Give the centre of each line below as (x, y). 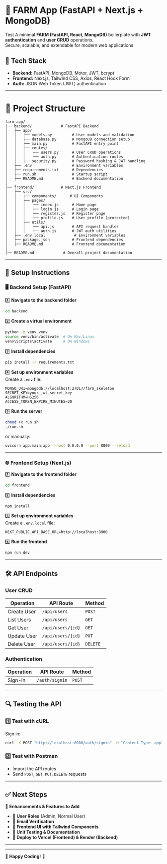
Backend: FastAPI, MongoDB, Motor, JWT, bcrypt (63, 73)
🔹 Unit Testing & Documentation (46, 832)
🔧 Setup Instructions (38, 273)
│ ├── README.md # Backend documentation (64, 178)
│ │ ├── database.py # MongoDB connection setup (68, 139)
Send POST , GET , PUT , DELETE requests (49, 774)
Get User (18, 627)
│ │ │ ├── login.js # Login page (52, 209)
